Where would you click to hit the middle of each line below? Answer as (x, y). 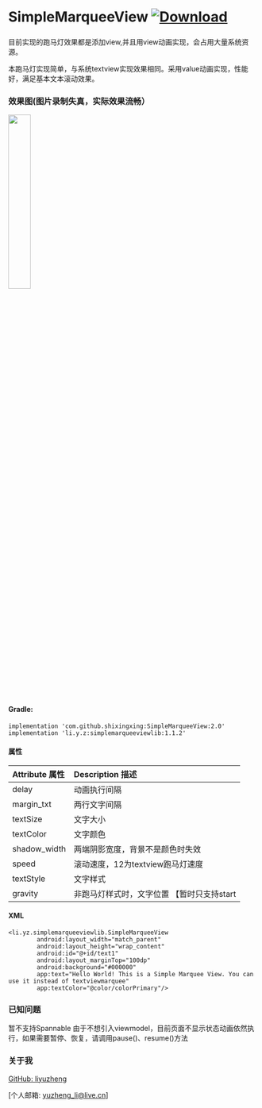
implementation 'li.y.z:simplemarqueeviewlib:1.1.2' (97, 733)
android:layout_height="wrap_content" (101, 947)
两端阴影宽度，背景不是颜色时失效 (138, 849)
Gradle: (21, 709)
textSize (27, 819)
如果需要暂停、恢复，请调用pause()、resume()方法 (105, 1038)
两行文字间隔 (98, 804)
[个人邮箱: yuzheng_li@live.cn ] (58, 1095)
